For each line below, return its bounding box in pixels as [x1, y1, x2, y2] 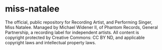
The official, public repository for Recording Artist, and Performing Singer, [5, 19, 153, 25]
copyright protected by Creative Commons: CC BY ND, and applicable [5, 35, 145, 40]
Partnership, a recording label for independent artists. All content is [5, 29, 139, 35]
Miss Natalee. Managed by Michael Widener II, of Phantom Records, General [5, 24, 158, 30]
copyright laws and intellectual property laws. [5, 39, 96, 45]
